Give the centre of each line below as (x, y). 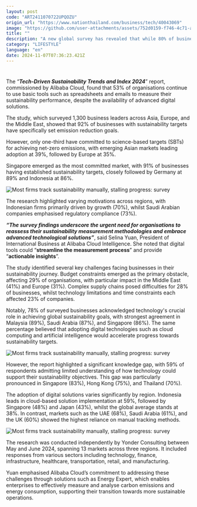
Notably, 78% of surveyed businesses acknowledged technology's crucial (96, 310)
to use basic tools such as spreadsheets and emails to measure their (89, 94)
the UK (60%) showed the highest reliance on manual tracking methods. (93, 419)
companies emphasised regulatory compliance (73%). (72, 213)
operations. (20, 498)
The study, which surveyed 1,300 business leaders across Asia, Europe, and (98, 118)
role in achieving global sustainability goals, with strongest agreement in (93, 316)
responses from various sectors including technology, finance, (81, 455)
